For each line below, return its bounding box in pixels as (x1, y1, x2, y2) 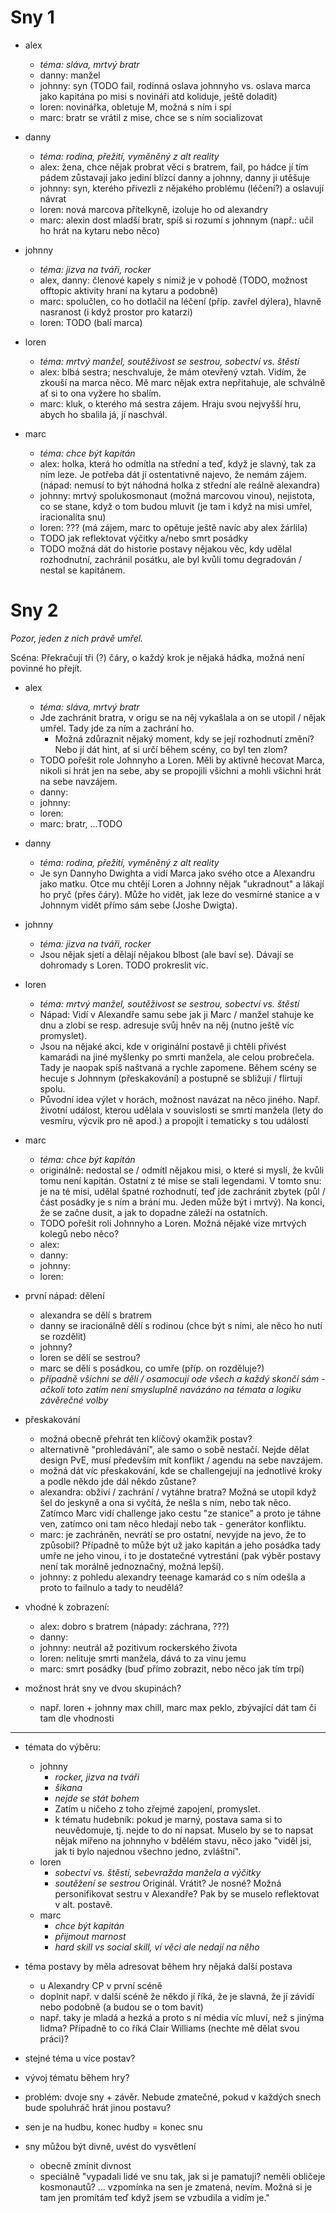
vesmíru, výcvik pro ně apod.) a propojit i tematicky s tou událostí (39, 1114, 309, 1126)
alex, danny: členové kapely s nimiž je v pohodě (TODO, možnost (39, 274, 308, 286)
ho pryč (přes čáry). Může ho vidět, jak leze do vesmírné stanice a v (39, 888, 320, 900)
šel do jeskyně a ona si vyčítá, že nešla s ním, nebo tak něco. (39, 1496, 292, 1508)
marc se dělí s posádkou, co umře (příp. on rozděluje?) (39, 1362, 265, 1374)
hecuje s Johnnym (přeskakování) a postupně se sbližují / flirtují (39, 1072, 303, 1084)
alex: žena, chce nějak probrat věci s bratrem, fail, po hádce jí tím (39, 161, 309, 173)
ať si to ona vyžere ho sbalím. (39, 387, 162, 399)
